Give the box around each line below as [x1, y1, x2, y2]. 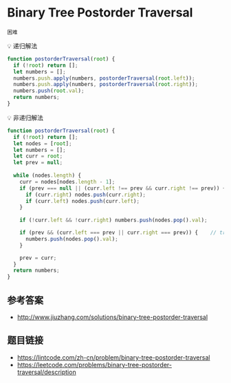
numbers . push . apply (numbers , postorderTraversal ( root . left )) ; [13, 74, 195, 82]
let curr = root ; [13, 153, 63, 160]
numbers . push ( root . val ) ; [13, 87, 85, 94]
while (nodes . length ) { [13, 172, 81, 179]
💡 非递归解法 [7, 113, 43, 122]
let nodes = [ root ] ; [13, 140, 72, 147]
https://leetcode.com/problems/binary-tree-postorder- [16, 360, 173, 369]
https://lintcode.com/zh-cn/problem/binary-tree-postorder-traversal [16, 353, 210, 362]
